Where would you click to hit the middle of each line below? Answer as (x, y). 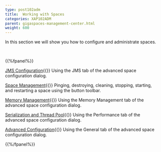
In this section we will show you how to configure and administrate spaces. (81, 42)
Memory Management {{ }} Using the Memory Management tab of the (75, 100)
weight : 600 (17, 28)
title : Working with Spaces (35, 14)
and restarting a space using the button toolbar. (53, 91)
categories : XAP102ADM (28, 19)
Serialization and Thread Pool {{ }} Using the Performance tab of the (73, 115)
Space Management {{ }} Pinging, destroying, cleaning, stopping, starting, (79, 85)
